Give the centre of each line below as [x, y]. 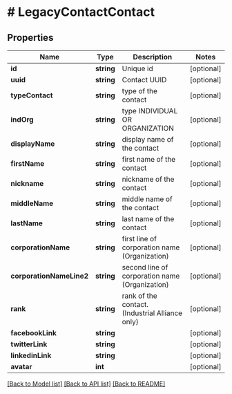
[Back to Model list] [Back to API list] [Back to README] [86, 384]
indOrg [22, 120]
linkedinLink [31, 355]
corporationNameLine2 [50, 276]
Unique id [137, 68]
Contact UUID [144, 80]
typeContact [32, 95]
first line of [139, 239]
